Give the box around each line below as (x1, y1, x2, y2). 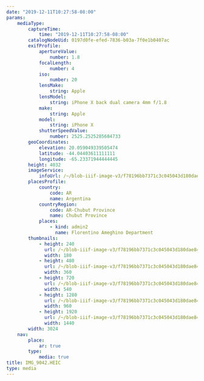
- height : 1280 (38, 292, 78, 298)
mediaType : (17, 20, 45, 26)
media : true (38, 354, 69, 360)
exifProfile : (28, 43, 61, 49)
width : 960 (44, 303, 72, 309)
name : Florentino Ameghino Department (55, 229, 154, 236)
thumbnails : (28, 235, 59, 241)
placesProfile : (28, 179, 67, 185)
